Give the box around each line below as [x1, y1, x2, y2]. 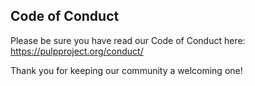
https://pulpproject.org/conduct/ [10, 45, 144, 57]
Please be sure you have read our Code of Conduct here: [10, 34, 246, 46]
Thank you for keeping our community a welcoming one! [10, 64, 243, 76]
